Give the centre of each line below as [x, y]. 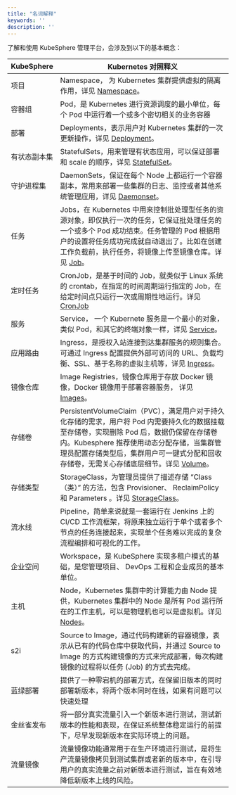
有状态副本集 [32, 157]
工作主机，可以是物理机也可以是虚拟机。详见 [148, 611]
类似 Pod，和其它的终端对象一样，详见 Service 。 [141, 329]
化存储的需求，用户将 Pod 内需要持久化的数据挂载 [142, 421]
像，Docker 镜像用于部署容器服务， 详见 [126, 388]
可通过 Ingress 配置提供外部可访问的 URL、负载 [138, 353]
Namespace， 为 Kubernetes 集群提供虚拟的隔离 [140, 80]
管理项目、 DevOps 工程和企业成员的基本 [156, 567]
